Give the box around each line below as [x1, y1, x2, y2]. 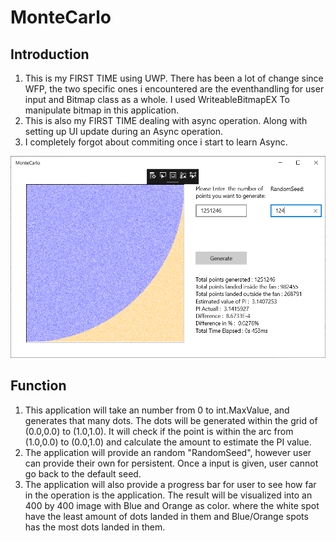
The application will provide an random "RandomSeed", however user [24, 446, 312, 458]
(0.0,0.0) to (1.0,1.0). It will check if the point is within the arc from [24, 425, 294, 437]
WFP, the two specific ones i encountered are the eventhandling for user [24, 83, 325, 95]
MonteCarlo [10, 6, 112, 29]
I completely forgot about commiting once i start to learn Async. [24, 136, 288, 148]
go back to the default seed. [24, 467, 142, 480]
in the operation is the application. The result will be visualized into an [24, 489, 313, 501]
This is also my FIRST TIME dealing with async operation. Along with [24, 115, 308, 126]
